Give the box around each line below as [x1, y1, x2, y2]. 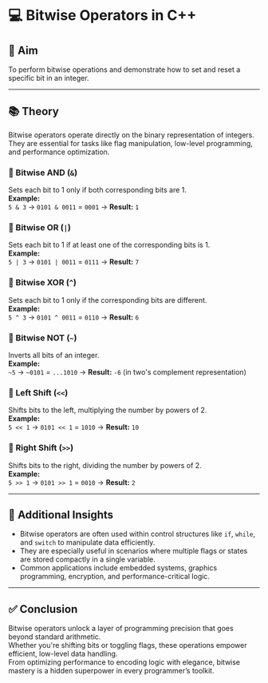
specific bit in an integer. [8, 73, 89, 82]
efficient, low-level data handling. [8, 649, 118, 659]
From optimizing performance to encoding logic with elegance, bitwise [8, 657, 241, 667]
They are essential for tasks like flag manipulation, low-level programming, [8, 138, 253, 148]
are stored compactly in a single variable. [19, 554, 156, 564]
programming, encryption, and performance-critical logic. [19, 572, 210, 582]
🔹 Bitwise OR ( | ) [8, 222, 72, 233]
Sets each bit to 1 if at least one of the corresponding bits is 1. [8, 240, 211, 250]
